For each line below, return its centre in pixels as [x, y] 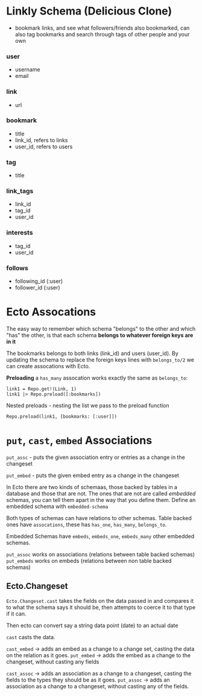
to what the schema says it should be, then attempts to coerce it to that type [101, 607]
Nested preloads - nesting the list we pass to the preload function [88, 405]
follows [17, 268]
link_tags [20, 191]
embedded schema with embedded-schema [57, 506]
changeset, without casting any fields [53, 662]
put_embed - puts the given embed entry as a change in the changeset [93, 475]
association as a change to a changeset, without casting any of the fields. [98, 686]
